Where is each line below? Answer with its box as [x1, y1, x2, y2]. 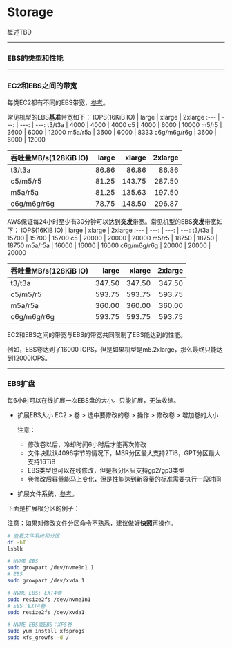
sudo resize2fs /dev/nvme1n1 [7, 595, 91, 603]
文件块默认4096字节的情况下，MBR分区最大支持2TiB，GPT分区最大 [27, 448, 221, 457]
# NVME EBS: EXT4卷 [7, 589, 62, 596]
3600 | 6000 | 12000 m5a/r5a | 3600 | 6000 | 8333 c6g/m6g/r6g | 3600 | [7, 128, 217, 136]
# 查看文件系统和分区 [7, 533, 60, 540]
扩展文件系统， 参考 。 [17, 489, 78, 497]
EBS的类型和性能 [7, 53, 64, 63]
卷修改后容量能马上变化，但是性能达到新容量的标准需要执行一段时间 [27, 475, 222, 483]
